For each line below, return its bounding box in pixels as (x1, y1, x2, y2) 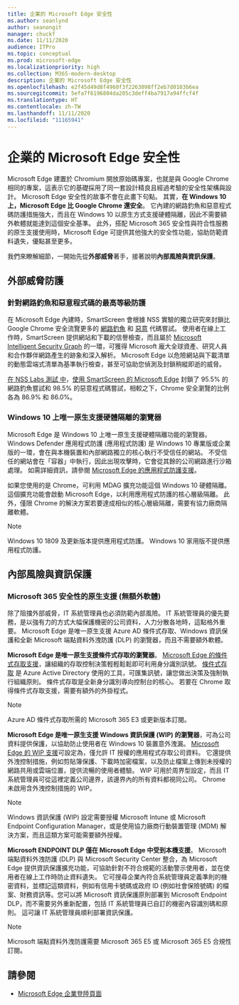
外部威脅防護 (7, 274, 64, 287)
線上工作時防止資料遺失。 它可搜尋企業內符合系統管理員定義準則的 (26, 872, 221, 881)
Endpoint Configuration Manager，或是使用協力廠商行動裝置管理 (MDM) (7, 822, 219, 830)
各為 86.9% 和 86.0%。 (7, 393, 77, 401)
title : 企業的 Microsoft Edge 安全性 (7, 10, 113, 18)
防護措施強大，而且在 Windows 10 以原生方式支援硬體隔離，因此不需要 (13, 210, 221, 218)
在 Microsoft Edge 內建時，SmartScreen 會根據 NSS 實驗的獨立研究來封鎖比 (7, 315, 230, 324)
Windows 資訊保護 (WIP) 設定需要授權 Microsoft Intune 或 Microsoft (7, 813, 206, 822)
